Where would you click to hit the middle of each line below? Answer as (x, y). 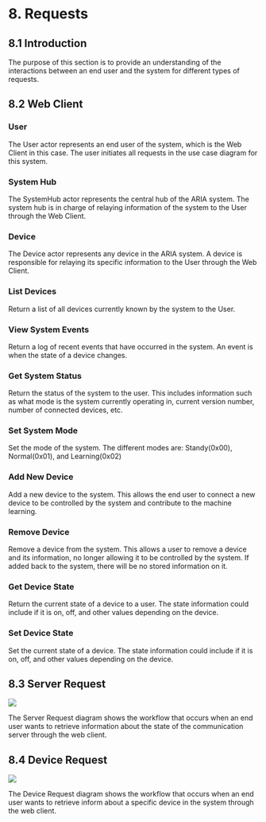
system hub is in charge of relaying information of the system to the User (128, 207)
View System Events (49, 329)
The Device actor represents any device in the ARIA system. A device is (125, 254)
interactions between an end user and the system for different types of (124, 71)
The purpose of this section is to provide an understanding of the (115, 62)
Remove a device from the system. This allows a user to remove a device (128, 549)
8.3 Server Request (57, 684)
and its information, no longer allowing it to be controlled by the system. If (129, 558)
